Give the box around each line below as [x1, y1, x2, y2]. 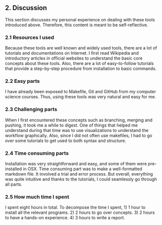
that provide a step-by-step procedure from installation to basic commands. [5, 65, 157, 72]
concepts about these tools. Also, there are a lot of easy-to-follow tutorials [5, 61, 154, 66]
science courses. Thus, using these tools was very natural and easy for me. [5, 94, 156, 100]
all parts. [5, 181, 23, 187]
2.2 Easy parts [5, 78, 40, 84]
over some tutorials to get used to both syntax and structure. [5, 138, 127, 144]
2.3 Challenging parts [5, 106, 57, 113]
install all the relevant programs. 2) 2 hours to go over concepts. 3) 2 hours [5, 209, 155, 215]
